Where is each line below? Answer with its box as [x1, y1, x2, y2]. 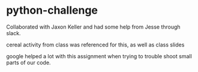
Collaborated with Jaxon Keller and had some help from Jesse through [6, 23, 181, 30]
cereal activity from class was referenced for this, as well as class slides [6, 41, 185, 48]
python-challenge [6, 4, 98, 17]
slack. [6, 29, 21, 36]
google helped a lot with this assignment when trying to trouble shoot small [6, 52, 192, 60]
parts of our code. [6, 59, 51, 66]
